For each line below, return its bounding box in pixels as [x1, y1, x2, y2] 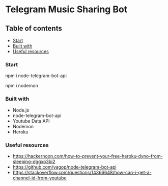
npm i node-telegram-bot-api [5, 73, 67, 79]
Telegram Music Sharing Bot [5, 4, 128, 15]
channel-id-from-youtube [12, 175, 67, 181]
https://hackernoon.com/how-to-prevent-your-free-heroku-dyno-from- [12, 153, 163, 159]
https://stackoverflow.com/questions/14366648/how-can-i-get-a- [12, 169, 152, 175]
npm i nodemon [5, 83, 38, 89]
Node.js [12, 107, 30, 113]
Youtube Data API [12, 118, 50, 124]
